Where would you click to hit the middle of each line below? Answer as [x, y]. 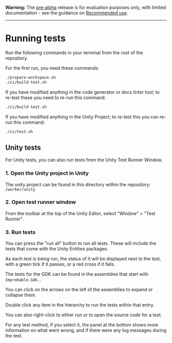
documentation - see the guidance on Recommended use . [67, 13]
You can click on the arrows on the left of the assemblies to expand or [79, 290]
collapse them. [21, 295]
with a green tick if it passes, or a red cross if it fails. [60, 264]
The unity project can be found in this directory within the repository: [78, 184]
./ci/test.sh [19, 131]
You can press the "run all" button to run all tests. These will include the [81, 243]
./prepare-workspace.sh [31, 77]
